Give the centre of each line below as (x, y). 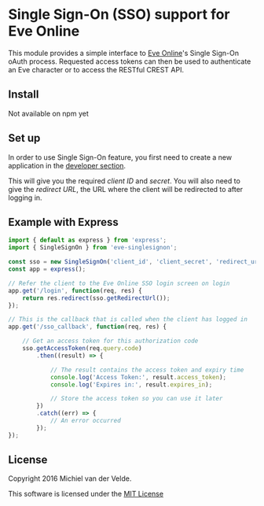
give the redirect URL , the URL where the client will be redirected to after (126, 189)
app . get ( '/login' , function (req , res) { (75, 290)
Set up (24, 138)
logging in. (25, 198)
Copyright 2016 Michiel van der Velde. (70, 478)
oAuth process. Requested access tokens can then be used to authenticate (130, 61)
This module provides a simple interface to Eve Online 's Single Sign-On (124, 53)
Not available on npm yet (48, 113)
